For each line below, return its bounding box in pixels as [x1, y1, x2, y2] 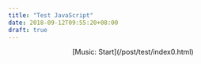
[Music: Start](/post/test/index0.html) [72, 48, 194, 57]
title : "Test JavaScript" [8, 11, 93, 20]
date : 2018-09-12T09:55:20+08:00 [8, 19, 119, 27]
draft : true [8, 26, 47, 34]
